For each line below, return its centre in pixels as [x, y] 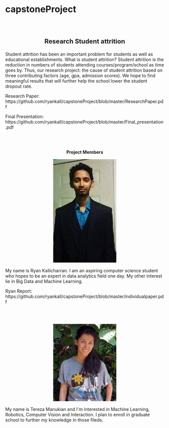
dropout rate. [19, 86]
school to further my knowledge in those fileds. [54, 420]
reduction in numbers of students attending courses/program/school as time [85, 65]
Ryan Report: [19, 291]
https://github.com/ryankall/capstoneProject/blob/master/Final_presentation [84, 121]
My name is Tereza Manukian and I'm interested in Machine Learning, [77, 409]
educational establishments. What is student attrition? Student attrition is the [84, 59]
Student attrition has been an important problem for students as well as [79, 54]
